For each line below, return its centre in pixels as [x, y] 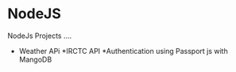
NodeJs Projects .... [40, 36]
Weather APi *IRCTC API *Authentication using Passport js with [123, 51]
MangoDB [35, 59]
